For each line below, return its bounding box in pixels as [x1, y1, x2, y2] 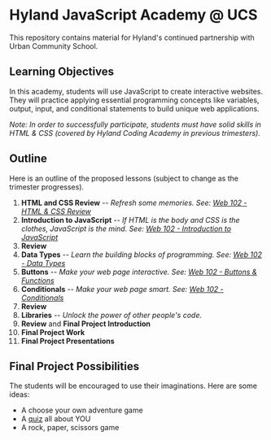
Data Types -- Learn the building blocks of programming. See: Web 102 [20, 250, 263, 259]
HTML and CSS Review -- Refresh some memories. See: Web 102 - [20, 198, 247, 207]
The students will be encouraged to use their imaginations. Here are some [9, 381, 257, 391]
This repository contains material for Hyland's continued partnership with [9, 33, 255, 42]
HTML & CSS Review [20, 206, 92, 216]
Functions [20, 275, 55, 285]
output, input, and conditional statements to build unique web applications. [9, 103, 260, 113]
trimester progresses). [9, 181, 85, 192]
